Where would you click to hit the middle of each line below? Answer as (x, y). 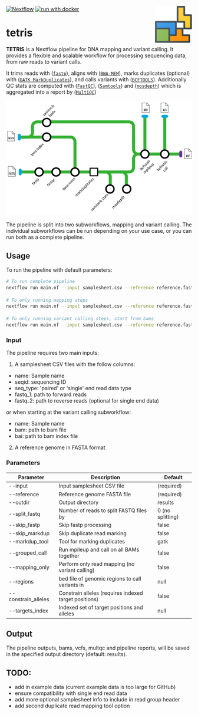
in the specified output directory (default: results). (67, 654)
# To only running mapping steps (47, 300)
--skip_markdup (29, 533)
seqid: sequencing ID (40, 382)
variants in (71, 585)
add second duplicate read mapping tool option (72, 706)
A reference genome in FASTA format (60, 447)
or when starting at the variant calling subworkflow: (69, 412)
